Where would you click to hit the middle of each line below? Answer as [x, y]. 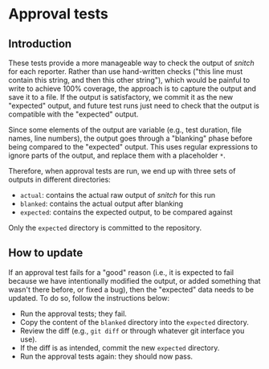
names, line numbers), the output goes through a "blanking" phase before [130, 138]
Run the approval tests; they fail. [73, 314]
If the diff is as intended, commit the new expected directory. [120, 347]
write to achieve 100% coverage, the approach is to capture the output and [132, 88]
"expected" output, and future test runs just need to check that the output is [134, 106]
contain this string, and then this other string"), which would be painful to [129, 80]
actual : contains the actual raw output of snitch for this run [117, 195]
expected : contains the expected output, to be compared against [126, 212]
